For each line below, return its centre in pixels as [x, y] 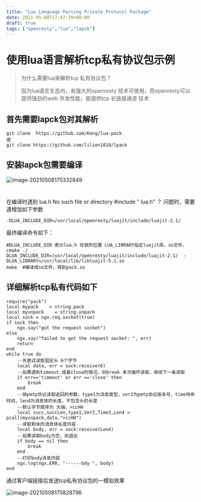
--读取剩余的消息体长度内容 [46, 424]
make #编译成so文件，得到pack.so [46, 267]
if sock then [22, 323]
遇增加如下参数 [25, 209]
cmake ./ [17, 250]
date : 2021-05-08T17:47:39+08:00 [48, 17]
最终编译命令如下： [30, 233]
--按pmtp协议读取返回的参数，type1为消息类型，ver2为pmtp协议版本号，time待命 [106, 394]
